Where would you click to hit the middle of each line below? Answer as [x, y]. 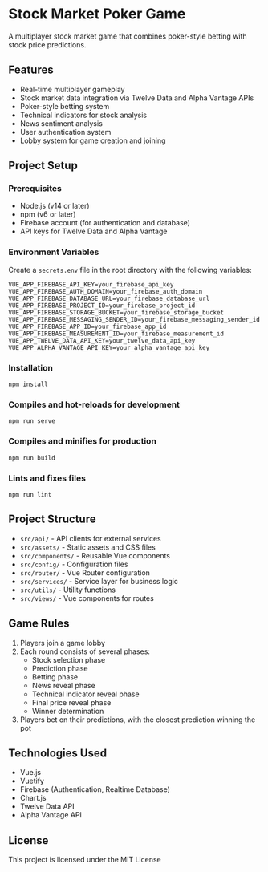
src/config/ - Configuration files [74, 564]
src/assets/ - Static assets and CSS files [88, 547]
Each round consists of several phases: [85, 651]
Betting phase [55, 677]
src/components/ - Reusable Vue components [95, 555]
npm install [28, 385]
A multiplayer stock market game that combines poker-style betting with [128, 36]
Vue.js [30, 773]
